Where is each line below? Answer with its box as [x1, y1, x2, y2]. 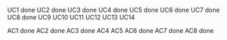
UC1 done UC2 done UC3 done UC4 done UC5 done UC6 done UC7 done [7, 6, 220, 14]
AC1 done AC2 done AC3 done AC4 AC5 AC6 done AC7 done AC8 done [7, 27, 214, 34]
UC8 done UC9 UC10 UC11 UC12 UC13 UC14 [7, 13, 136, 21]
